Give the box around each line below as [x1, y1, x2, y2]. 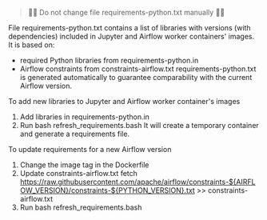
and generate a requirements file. [19, 129, 130, 138]
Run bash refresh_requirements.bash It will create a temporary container [19, 121, 260, 130]
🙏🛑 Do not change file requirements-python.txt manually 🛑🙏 [27, 8, 225, 17]
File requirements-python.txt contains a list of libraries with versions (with [8, 23, 251, 32]
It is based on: [8, 40, 55, 50]
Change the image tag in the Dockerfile [19, 160, 149, 170]
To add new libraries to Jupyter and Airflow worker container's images [8, 97, 241, 106]
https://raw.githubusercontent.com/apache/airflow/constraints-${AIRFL [19, 177, 256, 186]
